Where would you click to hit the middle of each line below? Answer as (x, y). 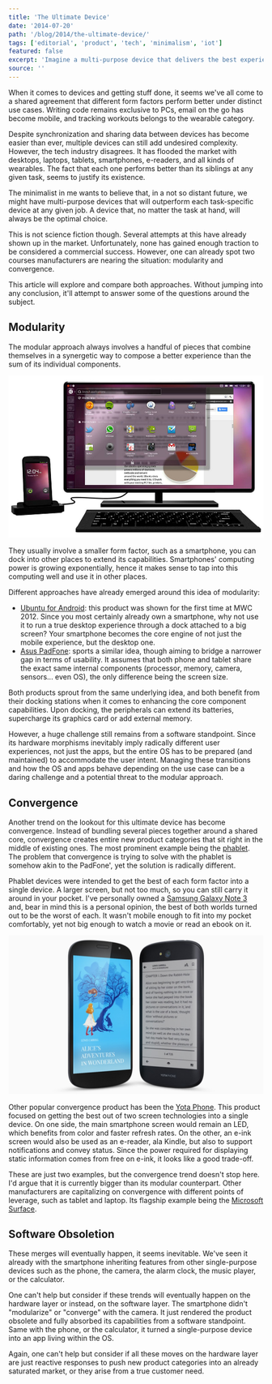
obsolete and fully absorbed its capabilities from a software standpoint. (127, 1321)
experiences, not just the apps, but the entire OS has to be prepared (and (130, 752)
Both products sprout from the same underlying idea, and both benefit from (134, 692)
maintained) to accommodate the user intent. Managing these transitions (130, 760)
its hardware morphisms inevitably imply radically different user (114, 743)
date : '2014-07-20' (41, 26)
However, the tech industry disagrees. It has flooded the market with (123, 151)
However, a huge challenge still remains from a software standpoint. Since (132, 735)
